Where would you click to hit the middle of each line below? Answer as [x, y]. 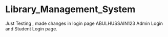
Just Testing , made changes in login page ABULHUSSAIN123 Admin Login [84, 23]
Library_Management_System [70, 9]
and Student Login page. [31, 28]
